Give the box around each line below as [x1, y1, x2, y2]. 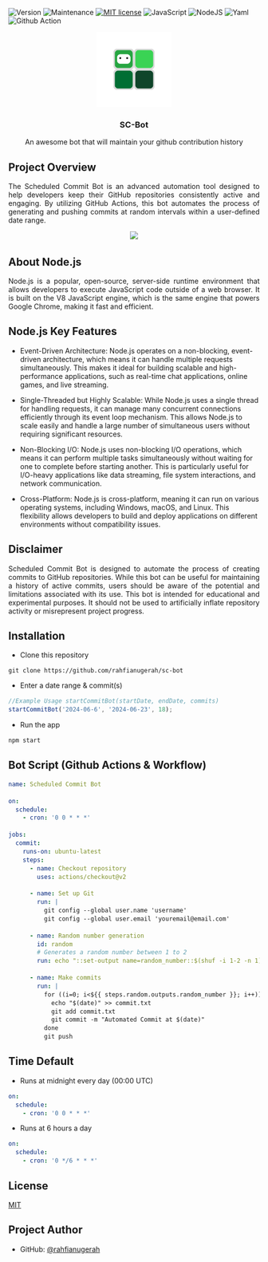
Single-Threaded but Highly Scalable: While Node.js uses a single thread [19, 395, 259, 404]
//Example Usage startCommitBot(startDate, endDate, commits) [8, 697, 219, 705]
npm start [8, 736, 41, 745]
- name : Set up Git [29, 889, 94, 897]
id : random [37, 940, 73, 948]
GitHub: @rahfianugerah [19, 1244, 100, 1254]
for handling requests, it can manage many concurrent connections [19, 404, 242, 413]
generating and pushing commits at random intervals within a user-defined [8, 207, 260, 217]
